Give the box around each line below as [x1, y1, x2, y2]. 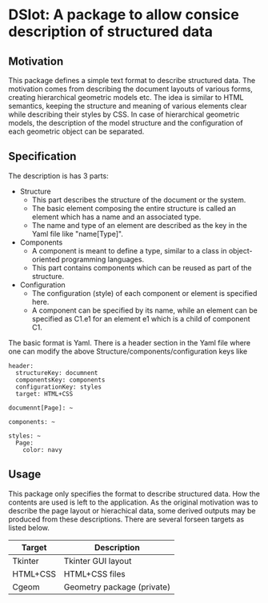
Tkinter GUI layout [63, 555, 132, 566]
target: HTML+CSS [15, 389, 74, 397]
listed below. [8, 522, 50, 533]
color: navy [22, 445, 62, 453]
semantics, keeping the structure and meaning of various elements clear [8, 102, 247, 110]
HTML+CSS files [63, 568, 126, 579]
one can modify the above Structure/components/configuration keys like [8, 346, 248, 356]
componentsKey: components [15, 376, 106, 384]
